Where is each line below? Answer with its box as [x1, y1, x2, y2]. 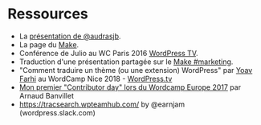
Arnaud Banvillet [18, 91, 74, 100]
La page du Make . [18, 39, 80, 49]
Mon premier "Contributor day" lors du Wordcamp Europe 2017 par [18, 82, 242, 92]
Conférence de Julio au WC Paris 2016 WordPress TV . [18, 48, 198, 58]
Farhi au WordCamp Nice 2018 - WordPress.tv [18, 74, 173, 83]
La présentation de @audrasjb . [18, 31, 121, 41]
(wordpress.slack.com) [18, 107, 96, 117]
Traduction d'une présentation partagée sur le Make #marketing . [18, 57, 234, 67]
